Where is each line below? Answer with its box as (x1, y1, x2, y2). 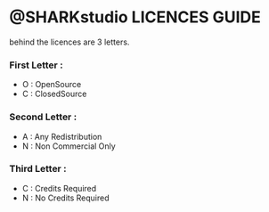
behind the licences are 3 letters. (9, 37, 130, 47)
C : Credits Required (21, 183, 97, 193)
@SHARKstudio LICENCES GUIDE (9, 7, 261, 28)
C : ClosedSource (21, 88, 87, 100)
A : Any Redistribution (21, 131, 102, 142)
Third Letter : (9, 163, 67, 175)
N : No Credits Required (21, 192, 110, 203)
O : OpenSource (21, 79, 82, 90)
